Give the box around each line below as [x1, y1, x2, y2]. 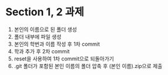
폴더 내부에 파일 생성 [14, 33, 62, 40]
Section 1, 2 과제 [5, 5, 85, 19]
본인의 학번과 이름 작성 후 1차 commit [14, 40, 100, 47]
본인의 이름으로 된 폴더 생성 [14, 26, 78, 33]
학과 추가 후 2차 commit [14, 47, 70, 54]
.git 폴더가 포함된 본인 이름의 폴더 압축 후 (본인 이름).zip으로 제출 [14, 62, 163, 69]
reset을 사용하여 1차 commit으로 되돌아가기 [14, 55, 114, 62]
